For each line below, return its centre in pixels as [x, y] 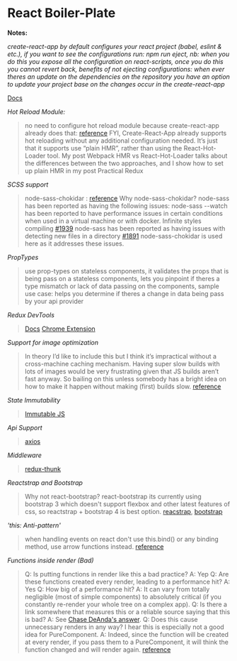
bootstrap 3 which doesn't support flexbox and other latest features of [127, 504]
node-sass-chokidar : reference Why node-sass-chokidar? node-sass [127, 198]
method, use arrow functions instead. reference [94, 546]
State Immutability [34, 400]
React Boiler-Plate [62, 13]
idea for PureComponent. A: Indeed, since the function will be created [126, 634]
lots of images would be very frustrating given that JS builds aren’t [122, 371]
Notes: [18, 33]
